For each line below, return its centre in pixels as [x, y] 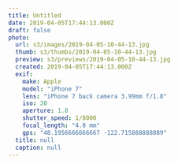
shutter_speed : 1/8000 [59, 118]
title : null [35, 140]
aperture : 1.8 [45, 111]
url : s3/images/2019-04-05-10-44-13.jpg [82, 45]
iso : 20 [35, 103]
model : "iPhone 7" [52, 89]
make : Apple [42, 81]
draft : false [30, 30]
